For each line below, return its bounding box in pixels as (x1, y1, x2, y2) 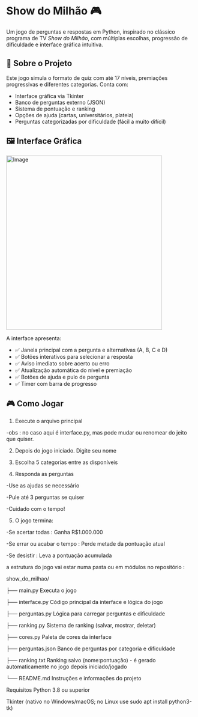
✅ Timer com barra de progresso (14, 380, 97, 387)
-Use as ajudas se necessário (6, 482, 80, 489)
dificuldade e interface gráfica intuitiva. (6, 41, 103, 48)
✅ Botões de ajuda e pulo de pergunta (14, 373, 110, 380)
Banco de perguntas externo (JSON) (14, 99, 106, 106)
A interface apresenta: (6, 334, 62, 342)
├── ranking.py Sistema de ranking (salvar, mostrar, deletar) (6, 622, 156, 629)
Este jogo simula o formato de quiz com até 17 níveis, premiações (6, 74, 168, 81)
